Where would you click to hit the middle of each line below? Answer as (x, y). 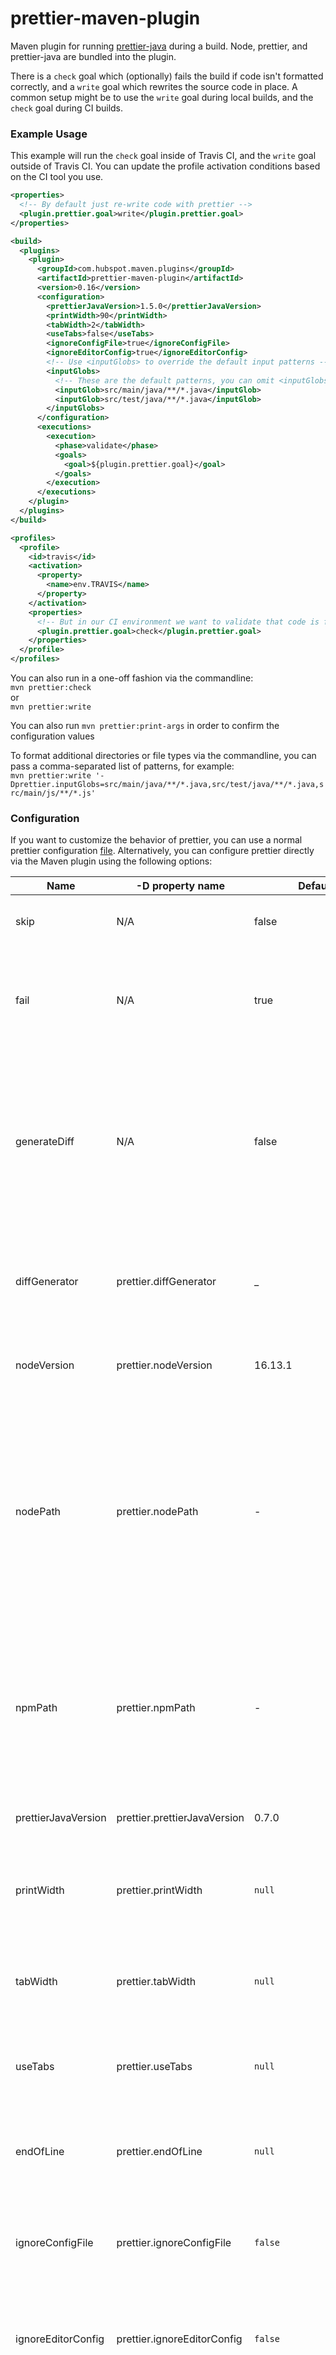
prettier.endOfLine (159, 2152)
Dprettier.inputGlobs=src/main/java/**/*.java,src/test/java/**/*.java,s (167, 785)
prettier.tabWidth (156, 1982)
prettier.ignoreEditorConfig (179, 2339)
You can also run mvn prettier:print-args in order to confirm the (145, 726)
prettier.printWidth (159, 1890)
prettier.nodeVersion (164, 1365)
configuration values (52, 736)
